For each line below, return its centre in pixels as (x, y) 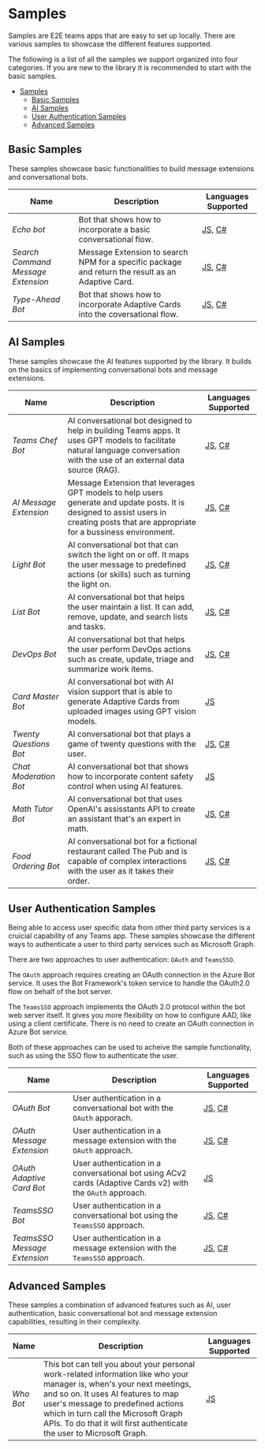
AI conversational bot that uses (125, 799)
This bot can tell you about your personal (119, 1365)
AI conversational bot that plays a (129, 734)
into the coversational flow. (129, 314)
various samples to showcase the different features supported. (110, 43)
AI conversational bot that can (123, 545)
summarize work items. (110, 669)
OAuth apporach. (103, 1118)
